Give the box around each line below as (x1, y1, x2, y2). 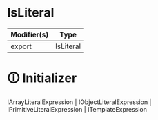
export (10, 41, 32, 51)
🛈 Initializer (7, 70, 77, 86)
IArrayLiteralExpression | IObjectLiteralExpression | (7, 98, 152, 106)
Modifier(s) (10, 30, 49, 39)
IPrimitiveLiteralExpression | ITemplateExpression (7, 105, 147, 113)
